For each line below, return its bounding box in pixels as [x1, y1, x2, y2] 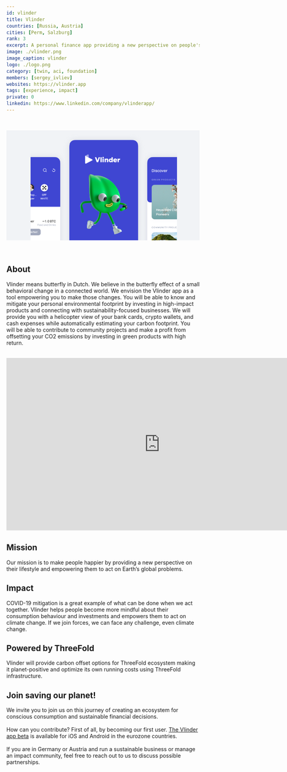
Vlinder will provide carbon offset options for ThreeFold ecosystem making [6, 659, 196, 667]
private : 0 [6, 94, 34, 101]
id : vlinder [6, 10, 37, 16]
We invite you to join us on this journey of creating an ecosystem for [6, 706, 179, 714]
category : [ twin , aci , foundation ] [6, 68, 98, 74]
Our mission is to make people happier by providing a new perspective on [6, 559, 193, 566]
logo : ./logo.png [6, 61, 51, 67]
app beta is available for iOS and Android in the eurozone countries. [6, 733, 178, 740]
